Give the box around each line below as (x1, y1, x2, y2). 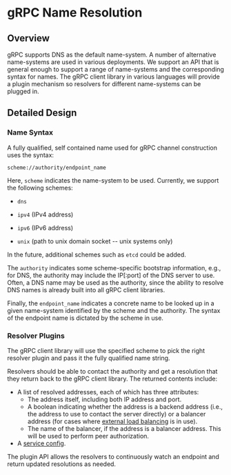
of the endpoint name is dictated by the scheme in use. (7, 314, 164, 322)
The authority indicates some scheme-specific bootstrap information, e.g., (7, 263, 221, 272)
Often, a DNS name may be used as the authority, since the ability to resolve (7, 278, 224, 287)
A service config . (17, 439, 66, 447)
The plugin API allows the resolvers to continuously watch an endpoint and (7, 452, 219, 461)
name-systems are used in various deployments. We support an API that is (7, 58, 219, 66)
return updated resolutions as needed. (7, 460, 116, 468)
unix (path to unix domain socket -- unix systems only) (17, 236, 173, 245)
